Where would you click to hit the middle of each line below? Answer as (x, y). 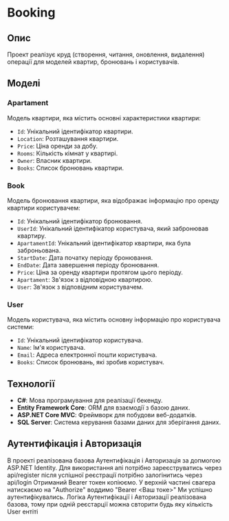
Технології (31, 384)
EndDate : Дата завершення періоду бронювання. (88, 265)
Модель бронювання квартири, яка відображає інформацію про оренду (113, 200)
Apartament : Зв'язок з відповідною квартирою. (85, 279)
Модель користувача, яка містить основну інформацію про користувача (114, 320)
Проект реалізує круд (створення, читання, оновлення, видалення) (106, 54)
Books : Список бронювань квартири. (70, 168)
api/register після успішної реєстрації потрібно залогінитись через (105, 475)
